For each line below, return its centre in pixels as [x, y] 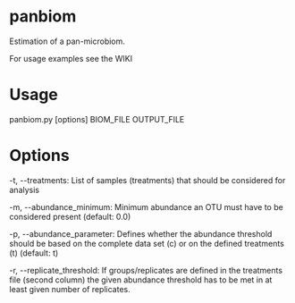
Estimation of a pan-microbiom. [67, 41]
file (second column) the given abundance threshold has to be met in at [141, 280]
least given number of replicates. [70, 289]
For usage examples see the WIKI [71, 58]
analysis [25, 189]
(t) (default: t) [34, 253]
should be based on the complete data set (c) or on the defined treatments [147, 243]
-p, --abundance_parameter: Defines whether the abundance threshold [141, 233]
